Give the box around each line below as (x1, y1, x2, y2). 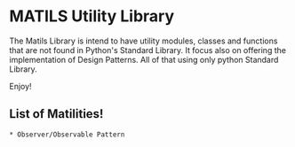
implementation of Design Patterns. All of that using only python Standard (9, 54, 279, 65)
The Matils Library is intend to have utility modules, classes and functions (9, 35, 278, 46)
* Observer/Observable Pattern (9, 130, 125, 139)
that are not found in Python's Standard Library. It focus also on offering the (9, 44, 287, 55)
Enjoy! (9, 81, 33, 91)
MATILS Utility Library (9, 6, 175, 27)
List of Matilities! (9, 106, 104, 121)
